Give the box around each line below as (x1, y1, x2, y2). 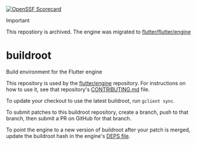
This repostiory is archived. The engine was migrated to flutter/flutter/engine (6, 28, 191, 35)
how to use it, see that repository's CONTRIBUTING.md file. (6, 86, 150, 93)
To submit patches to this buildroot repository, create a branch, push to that (6, 109, 189, 116)
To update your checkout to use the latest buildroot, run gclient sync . (6, 97, 175, 104)
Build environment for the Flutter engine (6, 68, 103, 75)
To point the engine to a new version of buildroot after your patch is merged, (6, 126, 191, 133)
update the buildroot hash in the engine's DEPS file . (6, 132, 131, 139)
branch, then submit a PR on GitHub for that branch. (6, 114, 132, 122)
